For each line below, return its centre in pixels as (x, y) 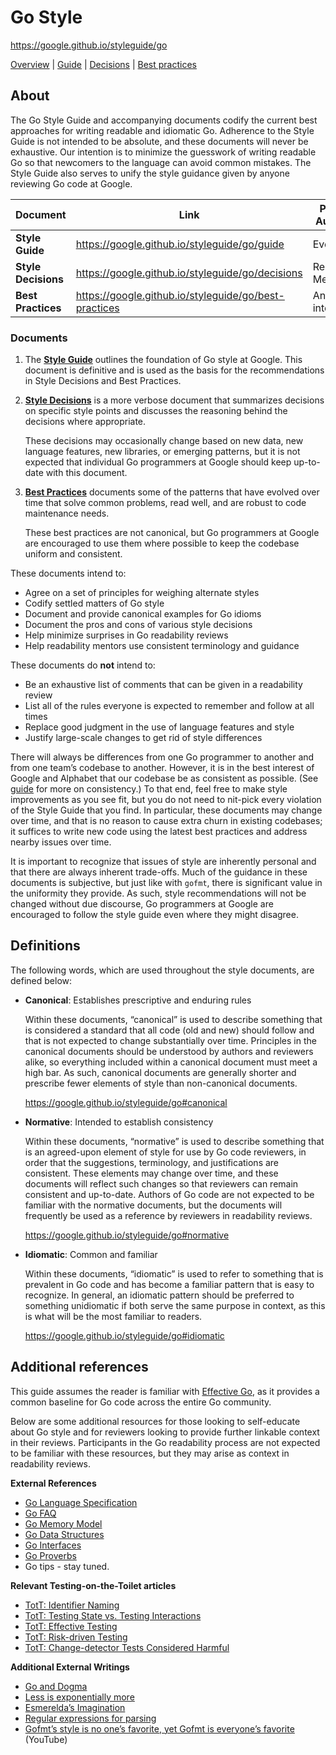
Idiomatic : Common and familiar (91, 1254)
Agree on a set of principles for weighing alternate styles (142, 593)
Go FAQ (40, 1513)
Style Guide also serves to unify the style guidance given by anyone (150, 173)
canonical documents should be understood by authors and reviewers (169, 1051)
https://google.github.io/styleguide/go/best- (180, 295)
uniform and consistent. (73, 554)
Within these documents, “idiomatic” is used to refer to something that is (174, 1273)
